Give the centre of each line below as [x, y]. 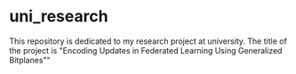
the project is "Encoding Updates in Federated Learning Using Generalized [146, 50]
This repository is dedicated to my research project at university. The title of [148, 41]
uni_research [59, 16]
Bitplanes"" [30, 60]
